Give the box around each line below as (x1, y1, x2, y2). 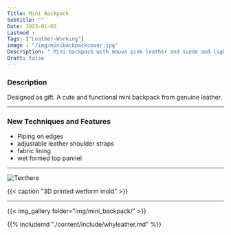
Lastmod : (7, 29, 36, 36)
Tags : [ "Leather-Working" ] (7, 36, 85, 43)
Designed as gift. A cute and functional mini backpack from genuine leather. (7, 93, 223, 102)
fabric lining (16, 147, 52, 155)
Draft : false (7, 55, 45, 62)
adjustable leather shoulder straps (16, 139, 115, 148)
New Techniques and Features (7, 116, 111, 126)
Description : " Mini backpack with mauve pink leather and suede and (7, 49, 211, 56)
